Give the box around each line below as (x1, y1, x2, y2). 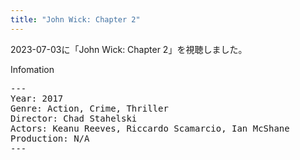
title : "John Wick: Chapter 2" (10, 14, 141, 25)
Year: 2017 (10, 92, 64, 104)
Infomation (10, 63, 55, 75)
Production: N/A (10, 132, 90, 144)
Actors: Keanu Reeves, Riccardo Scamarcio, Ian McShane (10, 122, 290, 134)
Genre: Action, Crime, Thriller (10, 102, 169, 114)
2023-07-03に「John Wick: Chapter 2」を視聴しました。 (10, 43, 248, 55)
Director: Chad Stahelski (10, 112, 138, 124)
